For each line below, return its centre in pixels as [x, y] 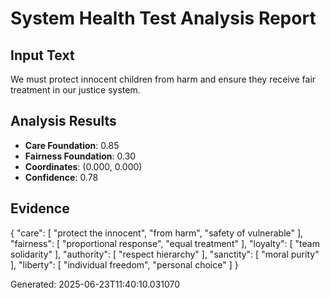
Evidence [40, 208]
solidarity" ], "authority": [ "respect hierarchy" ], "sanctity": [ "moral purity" [165, 254]
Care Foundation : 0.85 [72, 145]
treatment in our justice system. [75, 90]
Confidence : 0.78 [61, 177]
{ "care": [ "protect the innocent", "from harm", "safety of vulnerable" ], [157, 233]
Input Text [42, 55]
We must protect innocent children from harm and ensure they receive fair [163, 79]
